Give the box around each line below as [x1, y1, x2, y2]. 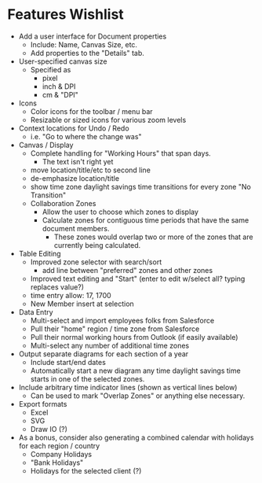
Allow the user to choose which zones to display [42, 207, 199, 216]
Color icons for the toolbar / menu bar [30, 106, 154, 116]
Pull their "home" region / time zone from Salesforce [30, 324, 200, 334]
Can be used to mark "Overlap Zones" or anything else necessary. [30, 391, 246, 400]
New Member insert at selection [30, 299, 134, 308]
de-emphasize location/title [30, 173, 119, 183]
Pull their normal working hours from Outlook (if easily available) [30, 332, 238, 341]
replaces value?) [30, 282, 84, 292]
